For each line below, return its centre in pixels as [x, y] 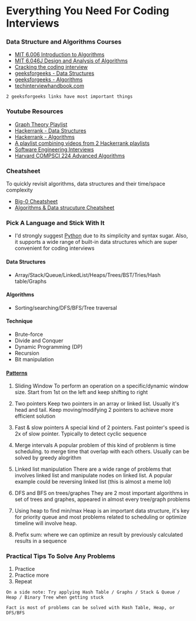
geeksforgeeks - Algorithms [49, 80]
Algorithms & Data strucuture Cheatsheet [64, 208]
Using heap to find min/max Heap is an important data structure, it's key [102, 511]
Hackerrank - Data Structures [50, 130]
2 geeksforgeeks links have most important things [69, 97]
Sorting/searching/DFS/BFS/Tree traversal [66, 308]
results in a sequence [41, 541]
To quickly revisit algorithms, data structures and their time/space [86, 184]
